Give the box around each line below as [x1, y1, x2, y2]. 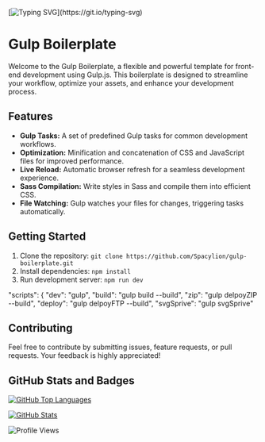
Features [8, 110, 53, 123]
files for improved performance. [19, 156, 125, 166]
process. [8, 86, 37, 96]
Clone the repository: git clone [19, 251, 123, 260]
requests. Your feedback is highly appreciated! [8, 351, 161, 360]
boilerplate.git [19, 259, 74, 267]
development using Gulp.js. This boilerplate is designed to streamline [22, 70, 248, 79]
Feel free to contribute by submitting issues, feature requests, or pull [8, 342, 232, 352]
